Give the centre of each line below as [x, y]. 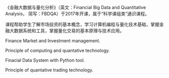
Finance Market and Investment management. [53, 41]
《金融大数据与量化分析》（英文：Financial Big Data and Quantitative [76, 7]
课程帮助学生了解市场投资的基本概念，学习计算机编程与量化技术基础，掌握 [82, 24]
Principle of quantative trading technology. [49, 70]
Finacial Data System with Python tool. [45, 60]
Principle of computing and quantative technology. [58, 50]
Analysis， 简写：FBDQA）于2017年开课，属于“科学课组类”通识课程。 [77, 14]
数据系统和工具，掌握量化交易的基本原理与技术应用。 [69, 31]
